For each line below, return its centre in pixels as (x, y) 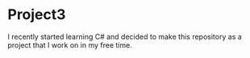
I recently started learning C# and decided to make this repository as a (125, 37)
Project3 (37, 15)
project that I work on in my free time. (70, 44)
